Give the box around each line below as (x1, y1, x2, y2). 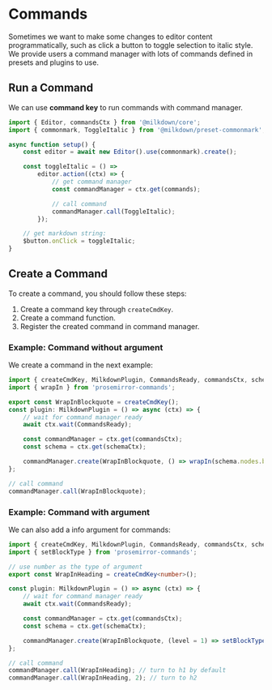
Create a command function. (19, 313, 116, 323)
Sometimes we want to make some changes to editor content (8, 32, 213, 41)
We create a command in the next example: (8, 360, 154, 370)
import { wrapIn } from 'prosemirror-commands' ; (8, 383, 176, 392)
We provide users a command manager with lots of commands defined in (8, 49, 253, 58)
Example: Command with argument (8, 506, 151, 517)
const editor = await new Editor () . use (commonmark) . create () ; (23, 148, 237, 156)
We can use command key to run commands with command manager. (8, 102, 243, 112)
